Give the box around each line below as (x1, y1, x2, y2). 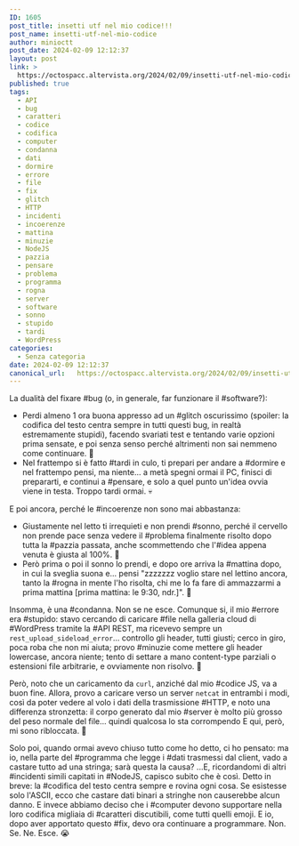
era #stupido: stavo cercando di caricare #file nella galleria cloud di (9, 614, 256, 624)
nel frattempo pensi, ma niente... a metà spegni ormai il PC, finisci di (21, 467, 272, 478)
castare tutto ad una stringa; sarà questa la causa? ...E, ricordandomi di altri (9, 761, 287, 772)
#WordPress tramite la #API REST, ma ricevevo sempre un (9, 624, 222, 634)
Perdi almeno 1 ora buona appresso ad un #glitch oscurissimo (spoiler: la (21, 410, 289, 421)
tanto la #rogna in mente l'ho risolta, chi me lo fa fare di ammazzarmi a (21, 577, 282, 588)
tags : (9, 87, 29, 96)
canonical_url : (9, 368, 66, 378)
